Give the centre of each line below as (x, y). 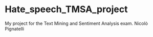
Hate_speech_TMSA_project (66, 9)
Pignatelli (14, 28)
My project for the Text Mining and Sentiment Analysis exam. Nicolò (76, 23)
